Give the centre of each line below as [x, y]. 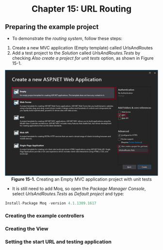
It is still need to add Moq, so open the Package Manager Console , [79, 189]
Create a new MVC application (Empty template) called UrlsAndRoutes [82, 48]
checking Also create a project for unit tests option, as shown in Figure [83, 58]
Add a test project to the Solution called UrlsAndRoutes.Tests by [76, 53]
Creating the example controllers [45, 216]
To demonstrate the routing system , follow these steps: [67, 38]
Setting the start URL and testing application [58, 242]
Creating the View [27, 229]
